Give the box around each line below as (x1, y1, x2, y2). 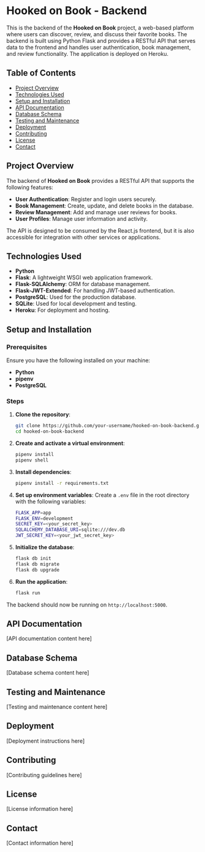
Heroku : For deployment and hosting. (15, 306, 110, 314)
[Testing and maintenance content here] (6, 703, 108, 711)
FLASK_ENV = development (15, 515, 73, 522)
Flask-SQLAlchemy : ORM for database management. (15, 281, 151, 288)
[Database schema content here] (6, 669, 90, 676)
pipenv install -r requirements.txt (15, 480, 109, 486)
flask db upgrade (15, 567, 60, 573)
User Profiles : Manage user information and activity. (15, 215, 148, 222)
